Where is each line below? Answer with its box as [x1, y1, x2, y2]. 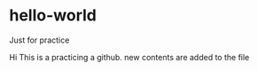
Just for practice [9, 35, 70, 45]
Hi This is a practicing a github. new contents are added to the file [9, 51, 250, 62]
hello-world [9, 5, 98, 26]
